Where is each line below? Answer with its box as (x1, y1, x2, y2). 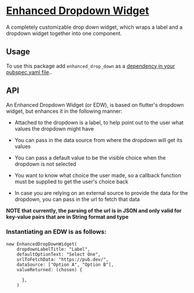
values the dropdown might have (14, 125, 94, 132)
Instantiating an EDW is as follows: (6, 228, 107, 236)
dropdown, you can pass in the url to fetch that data (14, 196, 140, 203)
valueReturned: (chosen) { (16, 267, 83, 272)
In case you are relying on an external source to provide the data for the (14, 189, 189, 196)
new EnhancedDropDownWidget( (6, 241, 77, 247)
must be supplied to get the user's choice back (14, 178, 129, 185)
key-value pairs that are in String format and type (6, 213, 129, 220)
